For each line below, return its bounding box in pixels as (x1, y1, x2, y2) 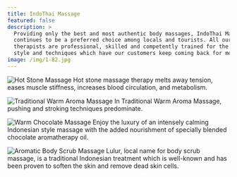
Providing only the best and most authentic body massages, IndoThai (13, 30, 222, 37)
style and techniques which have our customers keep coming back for (13, 50, 222, 57)
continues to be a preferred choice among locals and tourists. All (13, 37, 219, 44)
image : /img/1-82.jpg (7, 56, 71, 63)
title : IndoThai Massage (7, 10, 80, 18)
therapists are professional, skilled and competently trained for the (13, 43, 229, 50)
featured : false (7, 17, 55, 24)
